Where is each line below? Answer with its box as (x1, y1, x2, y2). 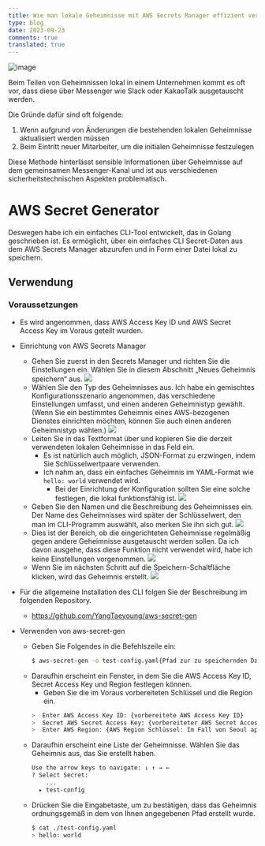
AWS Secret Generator (8, 202, 160, 219)
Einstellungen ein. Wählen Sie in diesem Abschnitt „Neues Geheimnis (31, 365, 256, 374)
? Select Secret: (31, 771, 89, 780)
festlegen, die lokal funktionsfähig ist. (54, 493, 177, 503)
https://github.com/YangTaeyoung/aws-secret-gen (31, 611, 197, 620)
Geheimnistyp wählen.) (31, 425, 107, 435)
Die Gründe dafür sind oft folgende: (8, 110, 124, 119)
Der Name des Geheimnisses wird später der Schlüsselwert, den (31, 510, 242, 519)
